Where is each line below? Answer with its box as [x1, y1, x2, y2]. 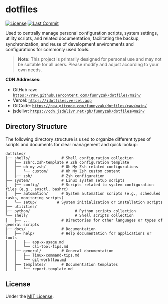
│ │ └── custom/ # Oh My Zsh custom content [5, 168, 121, 174]
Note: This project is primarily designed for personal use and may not [17, 56, 162, 62]
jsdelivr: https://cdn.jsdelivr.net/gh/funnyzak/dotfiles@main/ [12, 108, 145, 114]
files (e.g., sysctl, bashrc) [5, 186, 69, 192]
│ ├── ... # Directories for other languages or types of [5, 218, 163, 223]
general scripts [5, 222, 39, 227]
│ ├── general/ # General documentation [5, 248, 114, 253]
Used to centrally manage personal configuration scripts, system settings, [5, 30, 158, 36]
